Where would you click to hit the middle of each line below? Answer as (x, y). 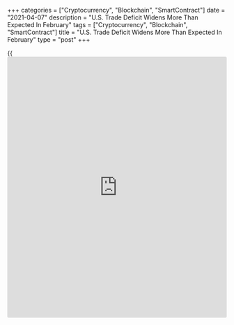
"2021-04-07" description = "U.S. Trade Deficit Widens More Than (103, 17)
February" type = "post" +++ (49, 40)
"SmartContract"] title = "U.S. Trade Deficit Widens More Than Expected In (115, 32)
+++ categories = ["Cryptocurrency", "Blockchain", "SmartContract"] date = (116, 10)
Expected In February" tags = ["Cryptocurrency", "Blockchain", (97, 25)
